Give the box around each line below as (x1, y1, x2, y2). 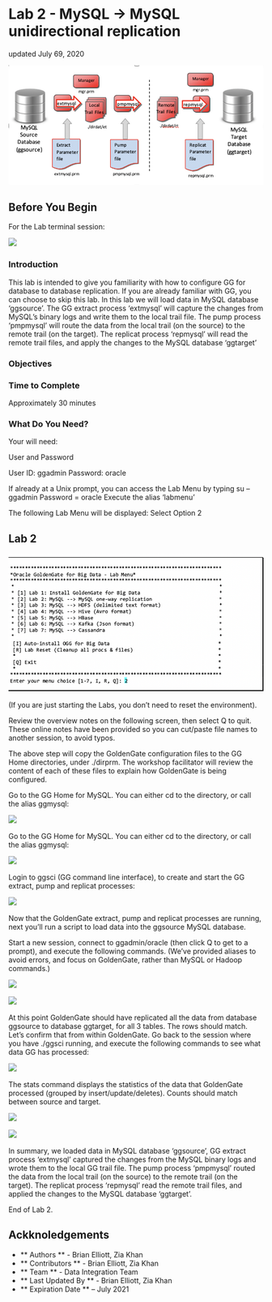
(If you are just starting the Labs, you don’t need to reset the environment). (8, 700, 257, 710)
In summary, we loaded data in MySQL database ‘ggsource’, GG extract (8, 1146, 246, 1156)
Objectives (8, 358, 53, 369)
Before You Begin (8, 200, 98, 214)
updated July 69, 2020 (8, 49, 85, 58)
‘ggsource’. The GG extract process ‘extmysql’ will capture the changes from (8, 303, 264, 313)
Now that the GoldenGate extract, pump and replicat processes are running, (8, 914, 261, 923)
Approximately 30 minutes (8, 398, 96, 408)
